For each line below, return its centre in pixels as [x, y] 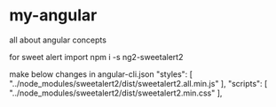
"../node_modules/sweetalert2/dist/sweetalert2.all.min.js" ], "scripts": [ [138, 83]
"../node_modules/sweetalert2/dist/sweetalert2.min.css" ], [116, 93]
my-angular [53, 15]
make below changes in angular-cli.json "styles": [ [101, 74]
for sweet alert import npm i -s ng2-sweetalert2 [96, 57]
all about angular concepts [58, 40]
